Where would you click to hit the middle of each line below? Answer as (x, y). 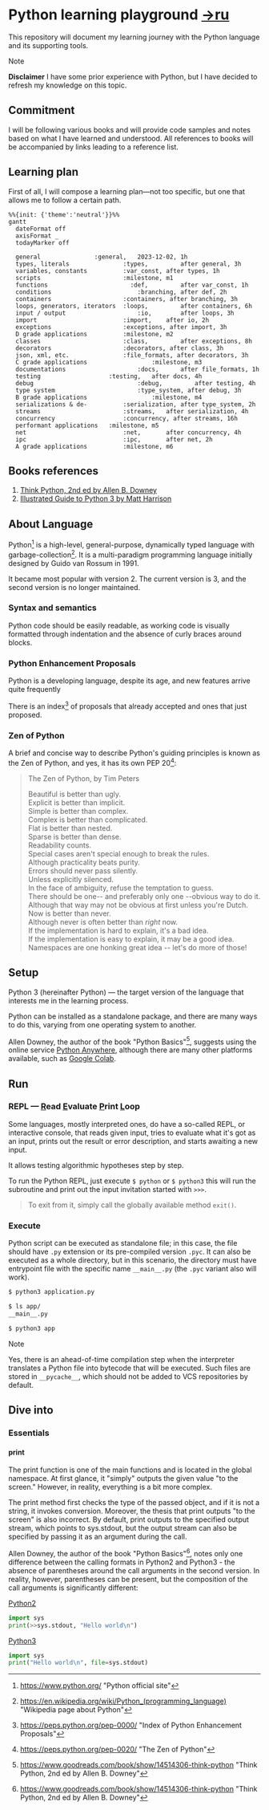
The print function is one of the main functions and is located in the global (130, 1470)
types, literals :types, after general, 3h (128, 264)
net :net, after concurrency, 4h (128, 432)
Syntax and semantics (53, 608)
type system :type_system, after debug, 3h (128, 390)
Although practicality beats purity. (84, 862)
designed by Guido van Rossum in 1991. (74, 563)
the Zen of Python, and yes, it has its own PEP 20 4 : (92, 762)
